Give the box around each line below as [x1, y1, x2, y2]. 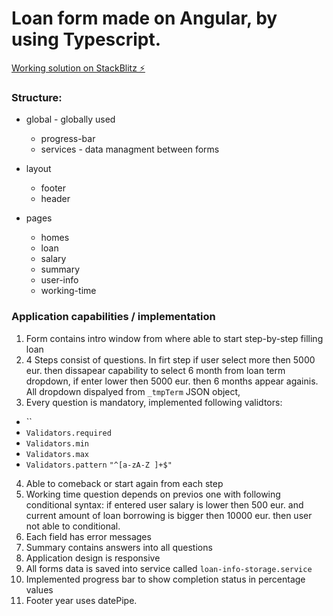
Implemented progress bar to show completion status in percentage [25, 573, 306, 585]
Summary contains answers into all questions [25, 541, 213, 553]
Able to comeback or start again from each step [25, 477, 224, 489]
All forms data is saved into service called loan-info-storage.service [25, 562, 313, 574]
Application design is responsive [25, 552, 161, 564]
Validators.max [25, 449, 90, 459]
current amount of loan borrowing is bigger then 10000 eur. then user [25, 509, 313, 521]
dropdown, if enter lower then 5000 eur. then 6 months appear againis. [25, 375, 319, 387]
